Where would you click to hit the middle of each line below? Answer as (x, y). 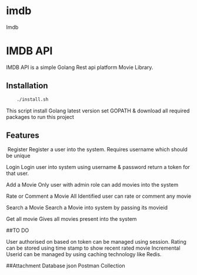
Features (23, 135)
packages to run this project (40, 117)
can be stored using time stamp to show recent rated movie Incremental (93, 248)
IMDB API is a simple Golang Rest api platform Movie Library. (80, 67)
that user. (18, 173)
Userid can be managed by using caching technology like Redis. (84, 254)
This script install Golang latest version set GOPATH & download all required (98, 111)
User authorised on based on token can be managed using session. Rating (96, 242)
